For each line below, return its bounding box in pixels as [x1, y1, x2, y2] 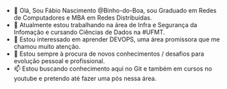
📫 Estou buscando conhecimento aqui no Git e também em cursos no [13, 65, 213, 73]
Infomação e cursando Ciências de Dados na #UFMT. [13, 28, 165, 36]
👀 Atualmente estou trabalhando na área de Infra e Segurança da [13, 21, 198, 29]
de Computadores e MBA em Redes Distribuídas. [13, 14, 152, 22]
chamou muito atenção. [13, 43, 81, 50]
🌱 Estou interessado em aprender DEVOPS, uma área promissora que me [13, 35, 220, 43]
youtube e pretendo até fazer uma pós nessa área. [13, 75, 157, 82]
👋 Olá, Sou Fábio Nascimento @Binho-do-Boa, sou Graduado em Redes [13, 7, 217, 14]
